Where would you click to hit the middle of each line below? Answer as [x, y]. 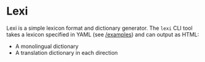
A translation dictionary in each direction [67, 52]
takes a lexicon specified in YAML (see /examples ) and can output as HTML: [103, 34]
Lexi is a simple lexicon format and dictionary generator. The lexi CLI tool [99, 28]
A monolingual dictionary [47, 46]
